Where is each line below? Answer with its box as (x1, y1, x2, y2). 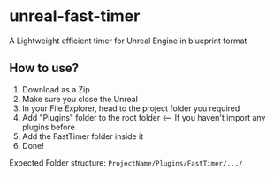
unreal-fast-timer (9, 6, 141, 26)
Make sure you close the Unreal (21, 93, 139, 104)
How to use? (9, 61, 80, 76)
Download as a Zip (21, 84, 90, 94)
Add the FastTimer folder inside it (21, 130, 144, 142)
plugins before (21, 122, 75, 132)
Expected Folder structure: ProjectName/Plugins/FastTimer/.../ (9, 157, 243, 168)
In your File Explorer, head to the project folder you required (21, 103, 240, 114)
